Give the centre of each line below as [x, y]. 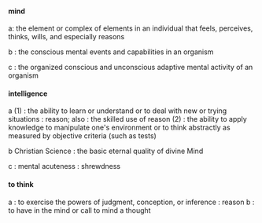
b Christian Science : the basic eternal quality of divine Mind [106, 151]
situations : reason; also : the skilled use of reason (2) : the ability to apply [128, 119]
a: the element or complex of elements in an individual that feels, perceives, [131, 28]
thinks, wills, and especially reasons [66, 37]
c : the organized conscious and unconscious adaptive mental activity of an [131, 68]
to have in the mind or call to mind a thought [79, 210]
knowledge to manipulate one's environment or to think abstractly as [119, 128]
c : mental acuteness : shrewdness [64, 166]
